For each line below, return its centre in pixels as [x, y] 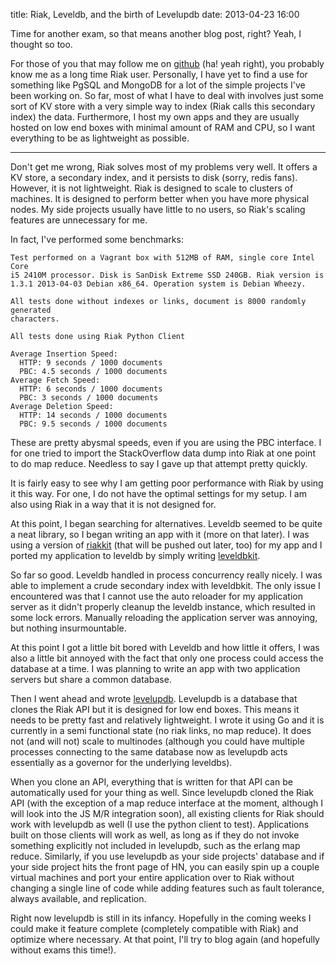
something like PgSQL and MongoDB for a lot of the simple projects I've [158, 85]
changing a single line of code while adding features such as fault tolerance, [167, 888]
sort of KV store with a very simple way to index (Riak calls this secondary [163, 106]
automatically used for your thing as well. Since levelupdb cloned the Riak [162, 792]
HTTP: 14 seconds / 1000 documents [93, 415]
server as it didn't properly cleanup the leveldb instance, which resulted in [163, 607]
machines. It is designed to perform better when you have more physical [160, 198]
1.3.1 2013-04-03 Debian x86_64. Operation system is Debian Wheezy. [158, 284]
